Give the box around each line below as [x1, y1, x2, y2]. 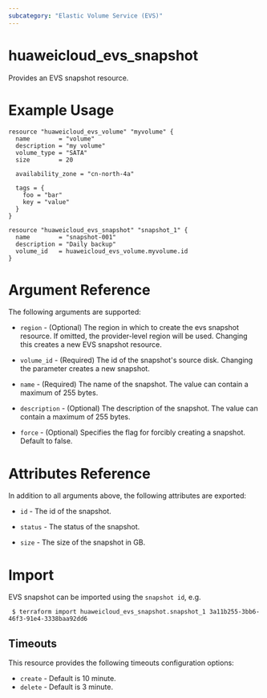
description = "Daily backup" [15, 240, 116, 248]
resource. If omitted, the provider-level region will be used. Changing [19, 331, 248, 341]
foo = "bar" [22, 190, 63, 199]
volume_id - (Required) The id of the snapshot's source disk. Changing [19, 355, 253, 365]
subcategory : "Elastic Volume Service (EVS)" [8, 11, 163, 20]
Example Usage [8, 101, 115, 119]
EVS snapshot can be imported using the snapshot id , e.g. [8, 592, 202, 602]
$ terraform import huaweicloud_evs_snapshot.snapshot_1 [11, 608, 206, 616]
